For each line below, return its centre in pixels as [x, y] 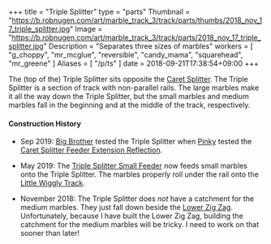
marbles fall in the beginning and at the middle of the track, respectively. [129, 105]
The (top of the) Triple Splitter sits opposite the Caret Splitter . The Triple [129, 79]
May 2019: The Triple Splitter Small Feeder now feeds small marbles [133, 166]
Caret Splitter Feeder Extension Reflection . [91, 150]
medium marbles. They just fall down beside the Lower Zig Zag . [127, 208]
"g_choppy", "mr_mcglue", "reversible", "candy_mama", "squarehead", [126, 55]
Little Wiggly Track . [52, 183]
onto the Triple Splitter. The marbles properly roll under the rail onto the [140, 174]
